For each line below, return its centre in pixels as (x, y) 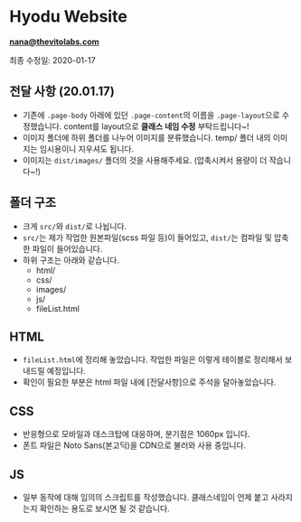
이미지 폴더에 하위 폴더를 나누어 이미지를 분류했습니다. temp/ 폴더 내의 (146, 137)
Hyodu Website (69, 17)
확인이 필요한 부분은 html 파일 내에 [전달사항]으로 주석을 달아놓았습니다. (149, 382)
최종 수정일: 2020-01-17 (53, 60)
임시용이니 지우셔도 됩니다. (86, 149)
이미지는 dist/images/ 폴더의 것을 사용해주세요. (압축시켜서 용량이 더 (145, 160)
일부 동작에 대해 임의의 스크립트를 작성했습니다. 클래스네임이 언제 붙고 (146, 497)
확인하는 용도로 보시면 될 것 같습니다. (104, 508)
